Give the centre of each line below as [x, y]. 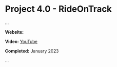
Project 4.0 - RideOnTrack [58, 9]
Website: [14, 32]
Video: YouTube [21, 41]
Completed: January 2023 [32, 51]
